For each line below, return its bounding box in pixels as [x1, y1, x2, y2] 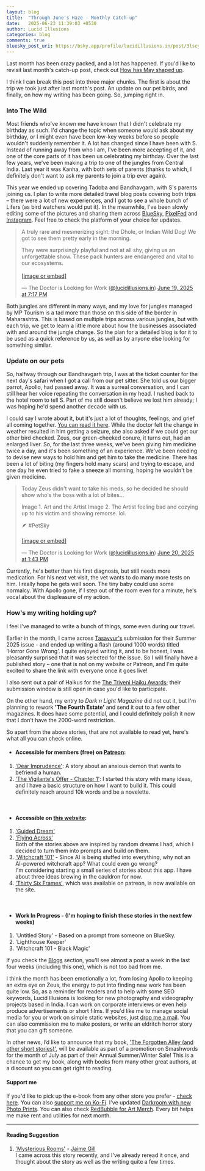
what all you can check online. [6, 734, 83, 742]
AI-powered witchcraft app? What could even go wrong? [15, 860, 158, 868]
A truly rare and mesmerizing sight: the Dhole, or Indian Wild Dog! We [21, 228, 196, 236]
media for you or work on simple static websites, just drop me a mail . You [6, 1014, 190, 1021]
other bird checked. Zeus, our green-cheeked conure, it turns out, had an [6, 434, 191, 441]
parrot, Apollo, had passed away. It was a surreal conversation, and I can [6, 383, 190, 391]
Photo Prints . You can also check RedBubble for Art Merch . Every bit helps [6, 1105, 193, 1112]
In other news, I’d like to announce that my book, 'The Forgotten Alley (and [6, 1039, 194, 1046]
